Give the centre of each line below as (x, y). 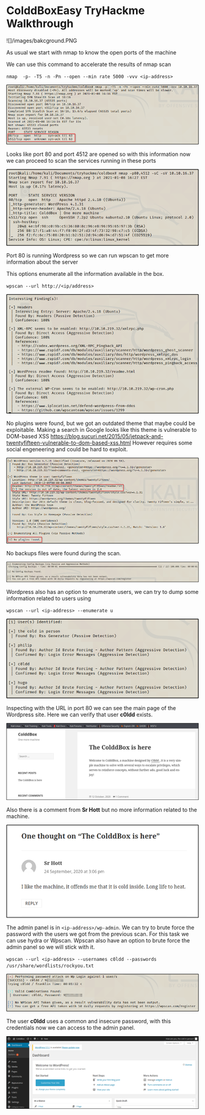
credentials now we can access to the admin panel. (71, 1028)
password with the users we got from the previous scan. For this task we (98, 934)
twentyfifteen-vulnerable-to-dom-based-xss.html (69, 443)
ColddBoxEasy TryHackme (76, 11)
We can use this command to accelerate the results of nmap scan (89, 64)
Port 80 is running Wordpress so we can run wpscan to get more (88, 255)
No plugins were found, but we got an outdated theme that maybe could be (101, 423)
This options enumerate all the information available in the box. (85, 273)
